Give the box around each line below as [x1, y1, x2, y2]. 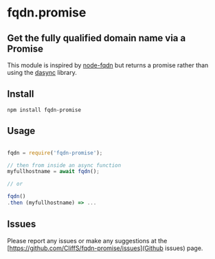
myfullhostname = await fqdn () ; [7, 168, 100, 175]
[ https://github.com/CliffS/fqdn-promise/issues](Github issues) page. [7, 244, 203, 252]
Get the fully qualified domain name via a [7, 32, 186, 44]
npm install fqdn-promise [7, 106, 81, 113]
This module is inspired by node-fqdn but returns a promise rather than [7, 61, 209, 69]
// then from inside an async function [7, 161, 122, 169]
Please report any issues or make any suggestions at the [7, 236, 168, 245]
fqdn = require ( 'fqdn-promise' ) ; [7, 149, 103, 156]
